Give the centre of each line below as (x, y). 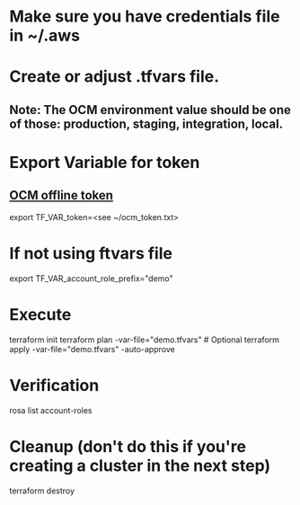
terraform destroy (42, 491)
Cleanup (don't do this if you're (128, 446)
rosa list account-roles (51, 410)
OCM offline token (62, 195)
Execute (40, 314)
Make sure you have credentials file (145, 17)
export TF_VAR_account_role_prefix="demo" (91, 278)
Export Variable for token (105, 162)
